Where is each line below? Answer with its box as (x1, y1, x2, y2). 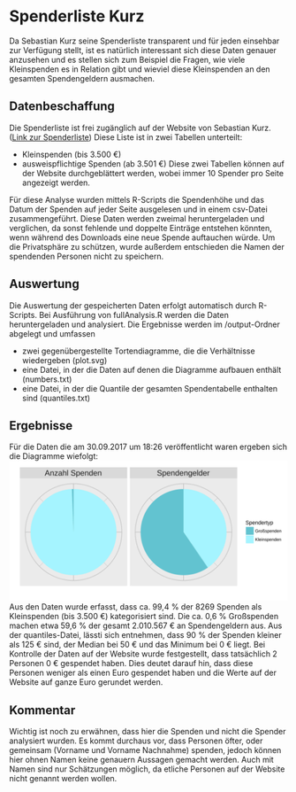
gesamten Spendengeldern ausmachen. (9, 73, 156, 83)
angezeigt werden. (21, 177, 91, 188)
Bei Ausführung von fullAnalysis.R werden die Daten (39, 309, 230, 320)
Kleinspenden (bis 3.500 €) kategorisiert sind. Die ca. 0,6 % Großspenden (9, 611, 279, 622)
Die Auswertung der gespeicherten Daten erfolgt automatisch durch (9, 299, 257, 311)
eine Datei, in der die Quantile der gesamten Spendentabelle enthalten (21, 383, 278, 393)
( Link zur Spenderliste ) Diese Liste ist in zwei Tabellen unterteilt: (9, 131, 243, 143)
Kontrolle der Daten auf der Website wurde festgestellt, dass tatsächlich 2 (9, 648, 278, 659)
